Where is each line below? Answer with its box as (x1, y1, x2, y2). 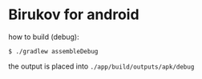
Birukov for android (8, 6, 139, 24)
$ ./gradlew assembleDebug (8, 47, 99, 55)
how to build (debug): (8, 32, 79, 41)
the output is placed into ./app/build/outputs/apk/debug (8, 61, 195, 71)
